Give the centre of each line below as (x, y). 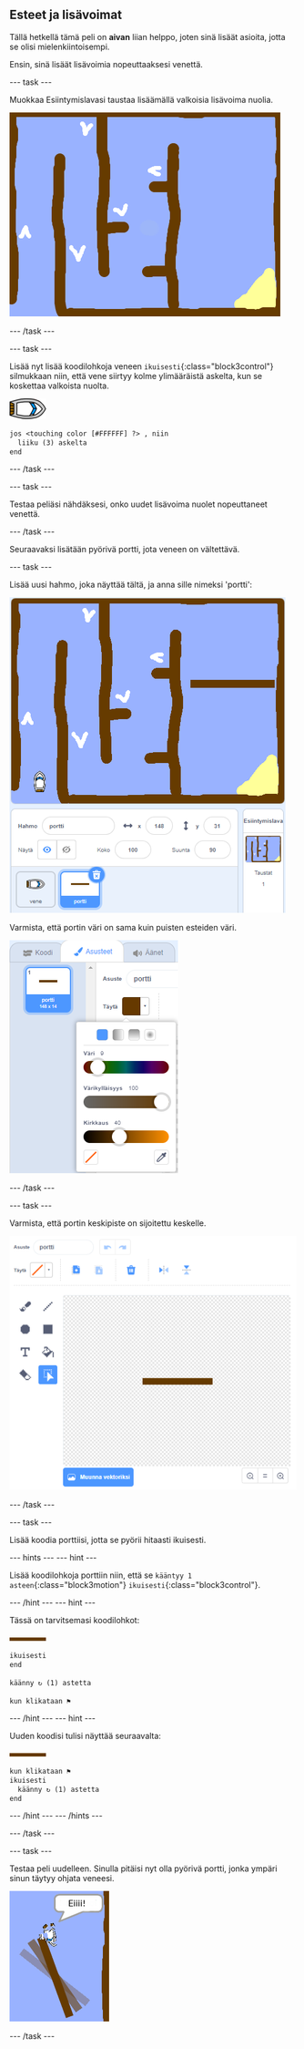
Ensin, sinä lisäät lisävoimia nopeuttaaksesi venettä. (106, 64)
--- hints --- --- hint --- (53, 1557)
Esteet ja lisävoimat (66, 15)
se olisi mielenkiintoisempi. (60, 46)
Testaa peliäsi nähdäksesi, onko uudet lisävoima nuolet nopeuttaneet (139, 504)
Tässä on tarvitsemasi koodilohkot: (75, 1620)
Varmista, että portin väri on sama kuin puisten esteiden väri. (123, 927)
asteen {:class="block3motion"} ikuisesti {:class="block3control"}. (135, 1584)
